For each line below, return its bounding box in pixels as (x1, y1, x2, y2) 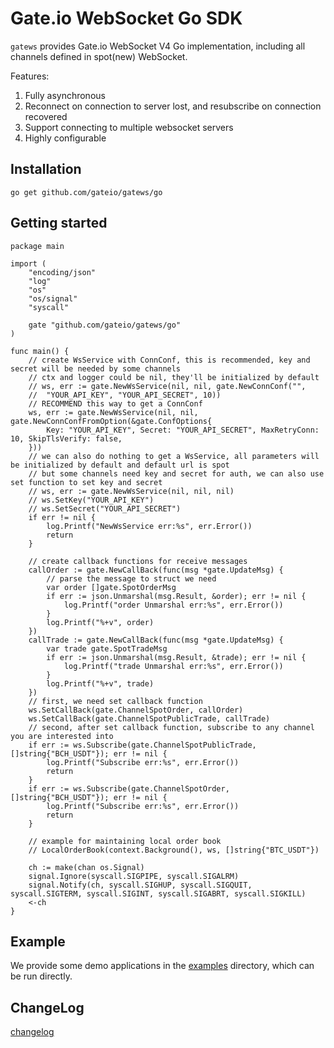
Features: (10, 70, 50, 82)
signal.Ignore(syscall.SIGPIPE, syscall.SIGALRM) (28, 871, 240, 881)
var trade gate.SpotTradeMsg (46, 643, 168, 654)
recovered (24, 110, 68, 122)
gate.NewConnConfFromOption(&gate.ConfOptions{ (10, 416, 213, 426)
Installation (10, 161, 82, 178)
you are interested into (10, 731, 114, 741)
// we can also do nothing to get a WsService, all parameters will (28, 451, 320, 461)
